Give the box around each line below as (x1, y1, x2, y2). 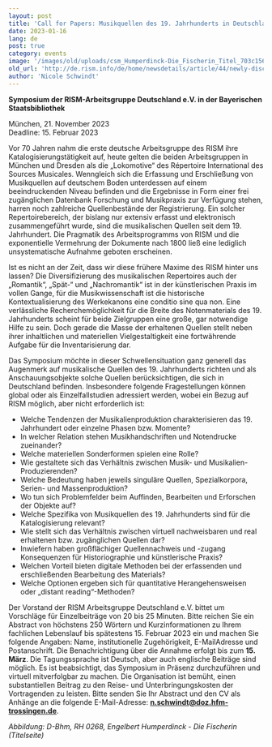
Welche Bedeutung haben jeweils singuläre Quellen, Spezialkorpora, (19, 474, 249, 484)
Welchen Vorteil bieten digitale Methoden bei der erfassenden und (19, 560, 242, 570)
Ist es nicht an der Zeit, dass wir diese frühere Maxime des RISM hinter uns (8, 262, 259, 272)
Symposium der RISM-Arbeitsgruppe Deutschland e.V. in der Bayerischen (8, 94, 263, 104)
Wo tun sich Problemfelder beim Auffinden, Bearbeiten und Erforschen (19, 492, 257, 501)
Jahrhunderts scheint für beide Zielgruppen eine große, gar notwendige (8, 314, 249, 324)
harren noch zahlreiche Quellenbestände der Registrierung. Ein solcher (8, 204, 245, 213)
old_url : (8, 65, 38, 73)
